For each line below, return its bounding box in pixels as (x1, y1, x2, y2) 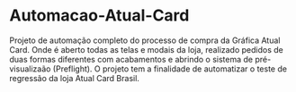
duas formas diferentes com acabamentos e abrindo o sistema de (9, 54, 254, 64)
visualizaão (9, 63, 51, 74)
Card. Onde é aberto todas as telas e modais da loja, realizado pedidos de (9, 44, 283, 54)
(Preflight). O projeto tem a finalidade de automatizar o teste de (52, 63, 288, 74)
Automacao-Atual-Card (9, 5, 190, 26)
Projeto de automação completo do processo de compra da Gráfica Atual (9, 35, 281, 46)
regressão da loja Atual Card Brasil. (9, 72, 139, 83)
